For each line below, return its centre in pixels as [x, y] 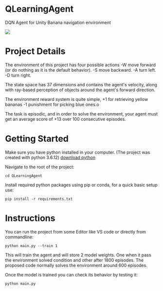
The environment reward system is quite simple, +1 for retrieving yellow [77, 99]
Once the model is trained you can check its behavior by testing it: [71, 274]
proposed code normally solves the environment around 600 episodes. [76, 265]
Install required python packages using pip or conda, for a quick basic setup [81, 185]
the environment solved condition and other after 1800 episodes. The [74, 260]
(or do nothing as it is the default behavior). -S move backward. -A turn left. [81, 70]
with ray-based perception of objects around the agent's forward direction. [80, 90]
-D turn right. [18, 75]
